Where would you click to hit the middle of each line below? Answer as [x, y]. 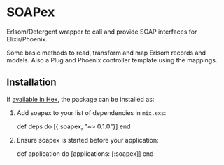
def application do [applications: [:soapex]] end [85, 153]
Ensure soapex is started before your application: [87, 140]
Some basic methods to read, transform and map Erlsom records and [106, 53]
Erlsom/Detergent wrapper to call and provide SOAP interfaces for [102, 32]
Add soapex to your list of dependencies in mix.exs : [91, 112]
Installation [31, 82]
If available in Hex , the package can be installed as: [80, 99]
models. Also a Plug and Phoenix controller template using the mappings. [112, 60]
